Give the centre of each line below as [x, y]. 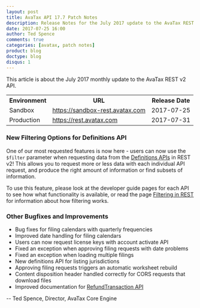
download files [33, 280]
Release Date [171, 100]
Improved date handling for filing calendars [68, 236]
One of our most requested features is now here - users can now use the [96, 151]
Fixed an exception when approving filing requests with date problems [101, 249]
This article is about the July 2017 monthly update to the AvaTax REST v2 [96, 79]
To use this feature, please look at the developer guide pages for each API [98, 188]
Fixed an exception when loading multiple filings [74, 255]
